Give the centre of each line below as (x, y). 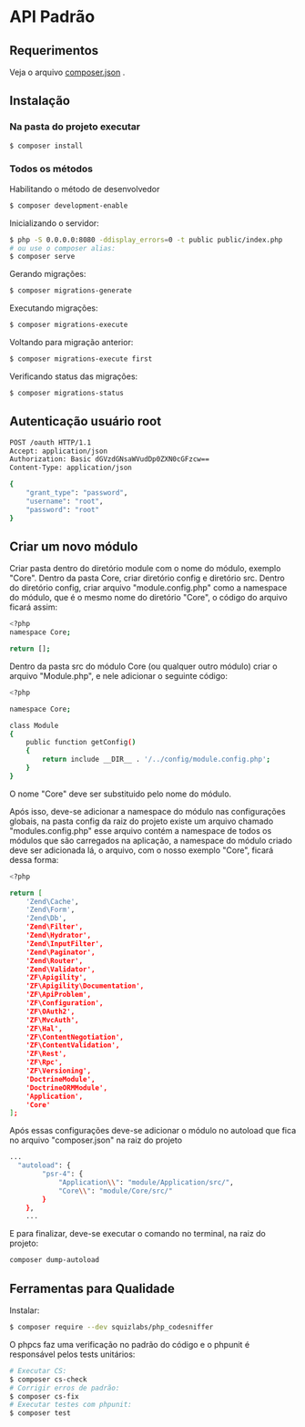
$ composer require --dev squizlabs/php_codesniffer (112, 1328)
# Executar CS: (38, 1371)
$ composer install (46, 146)
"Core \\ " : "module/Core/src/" (115, 1191)
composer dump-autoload (55, 1260)
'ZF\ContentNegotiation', (75, 1037)
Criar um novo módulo (74, 546)
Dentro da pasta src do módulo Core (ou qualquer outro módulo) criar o (143, 666)
